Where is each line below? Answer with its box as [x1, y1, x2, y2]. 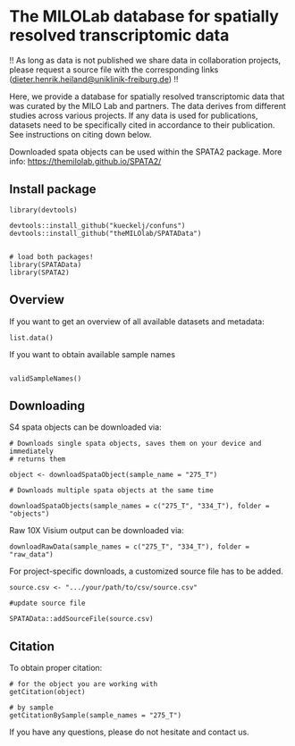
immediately [9, 447, 54, 457]
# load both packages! [9, 252, 94, 261]
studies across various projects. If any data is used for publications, [9, 110, 258, 121]
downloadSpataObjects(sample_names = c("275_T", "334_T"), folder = [9, 502, 270, 511]
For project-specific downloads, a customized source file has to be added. [9, 566, 283, 577]
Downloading [9, 398, 85, 413]
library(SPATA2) [9, 268, 70, 277]
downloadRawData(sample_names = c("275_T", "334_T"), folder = [9, 542, 250, 551]
